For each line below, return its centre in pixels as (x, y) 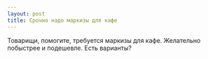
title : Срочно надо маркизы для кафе (62, 20)
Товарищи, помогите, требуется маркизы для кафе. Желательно (104, 40)
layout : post (26, 14)
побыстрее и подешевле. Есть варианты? (69, 48)
